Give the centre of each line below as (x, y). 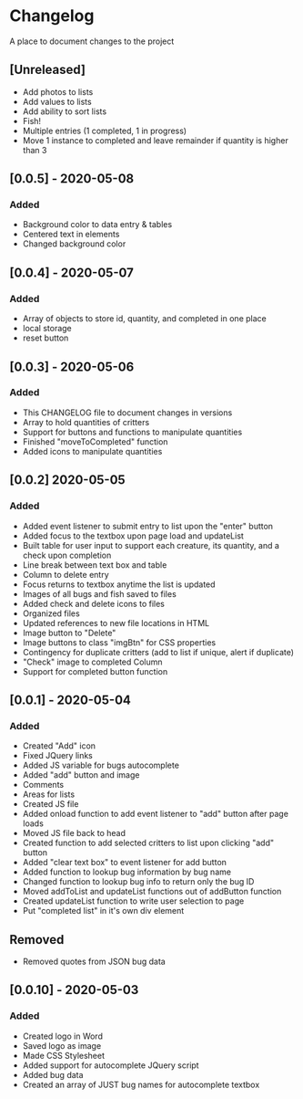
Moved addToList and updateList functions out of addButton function (152, 892)
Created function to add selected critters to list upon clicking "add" (148, 843)
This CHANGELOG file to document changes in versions (127, 413)
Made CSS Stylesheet (64, 1055)
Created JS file (50, 804)
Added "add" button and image (81, 775)
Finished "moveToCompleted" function (95, 441)
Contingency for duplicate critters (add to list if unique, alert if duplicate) (158, 652)
